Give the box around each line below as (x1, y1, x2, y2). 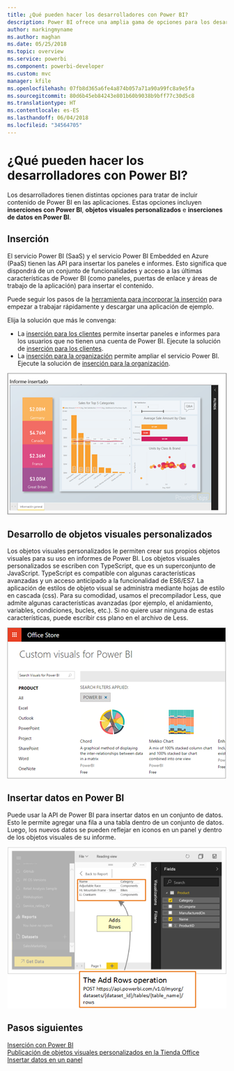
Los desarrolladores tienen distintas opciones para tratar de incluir (7, 191, 198, 199)
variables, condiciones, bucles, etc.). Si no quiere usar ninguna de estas (7, 606, 214, 614)
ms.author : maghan (7, 34, 61, 40)
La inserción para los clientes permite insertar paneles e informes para (17, 329, 221, 338)
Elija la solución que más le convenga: (7, 316, 116, 324)
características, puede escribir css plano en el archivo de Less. (7, 613, 189, 621)
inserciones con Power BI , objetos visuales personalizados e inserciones (7, 205, 223, 214)
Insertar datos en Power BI (7, 792, 125, 804)
